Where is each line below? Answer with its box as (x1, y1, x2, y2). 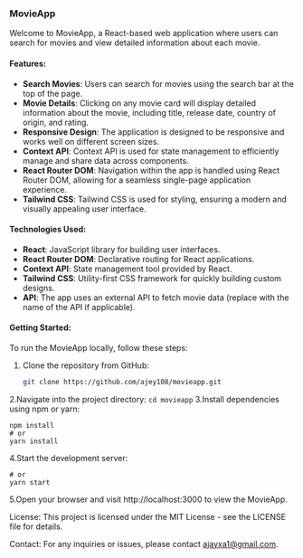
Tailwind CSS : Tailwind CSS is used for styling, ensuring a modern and (22, 194, 287, 204)
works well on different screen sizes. (22, 136, 160, 147)
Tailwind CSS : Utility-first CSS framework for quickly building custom (22, 272, 282, 283)
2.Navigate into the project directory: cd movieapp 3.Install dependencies (9, 393, 280, 404)
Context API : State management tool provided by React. (22, 263, 232, 274)
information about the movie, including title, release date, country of (22, 107, 276, 118)
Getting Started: (9, 322, 71, 333)
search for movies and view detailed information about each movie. (9, 37, 260, 48)
